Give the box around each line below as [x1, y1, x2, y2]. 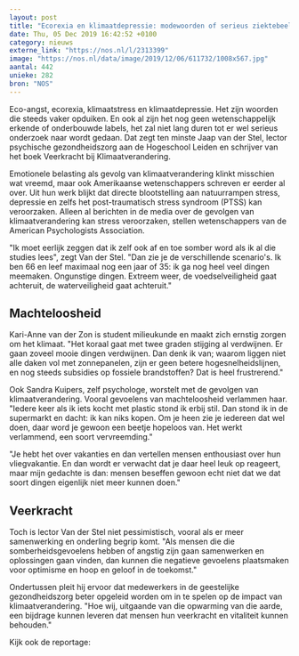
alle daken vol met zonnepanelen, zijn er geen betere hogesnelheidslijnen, [9, 358, 281, 368]
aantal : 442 [9, 63, 53, 72]
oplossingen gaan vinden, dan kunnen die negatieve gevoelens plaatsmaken [9, 555, 289, 566]
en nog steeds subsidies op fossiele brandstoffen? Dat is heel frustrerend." [9, 367, 284, 378]
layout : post [9, 12, 58, 22]
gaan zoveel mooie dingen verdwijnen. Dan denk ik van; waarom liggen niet [9, 348, 287, 359]
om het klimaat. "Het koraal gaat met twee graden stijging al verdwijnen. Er [9, 339, 283, 350]
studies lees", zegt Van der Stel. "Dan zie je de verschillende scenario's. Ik [9, 251, 282, 263]
